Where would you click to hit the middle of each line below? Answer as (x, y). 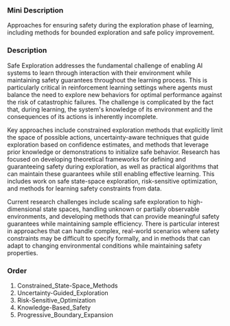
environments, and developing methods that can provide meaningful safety (113, 216)
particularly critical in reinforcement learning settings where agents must (110, 87)
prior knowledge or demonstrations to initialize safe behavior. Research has (114, 152)
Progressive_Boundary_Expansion (65, 314)
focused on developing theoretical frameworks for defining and (97, 159)
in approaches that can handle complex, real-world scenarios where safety (113, 231)
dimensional (24, 209)
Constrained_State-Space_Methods (67, 285)
